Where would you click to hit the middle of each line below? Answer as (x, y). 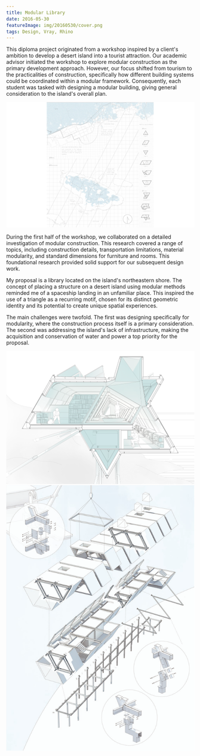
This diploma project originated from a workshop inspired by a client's (92, 49)
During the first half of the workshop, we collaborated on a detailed (89, 237)
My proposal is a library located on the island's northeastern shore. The (94, 280)
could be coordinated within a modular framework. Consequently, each (94, 81)
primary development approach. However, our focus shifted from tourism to (99, 68)
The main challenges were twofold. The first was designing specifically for (98, 317)
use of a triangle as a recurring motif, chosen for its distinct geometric (92, 299)
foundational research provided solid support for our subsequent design (95, 262)
